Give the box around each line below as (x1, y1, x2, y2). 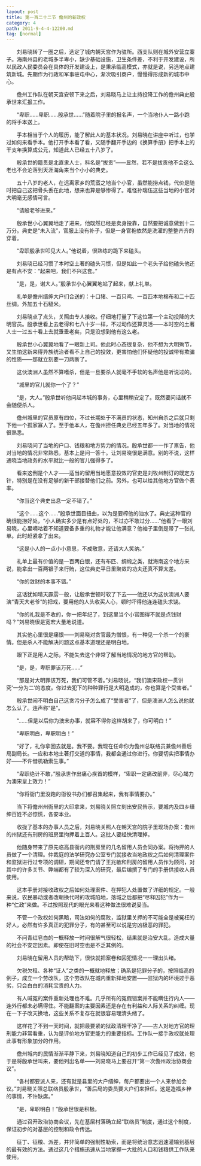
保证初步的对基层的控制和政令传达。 (6, 1126, 96, 1133)
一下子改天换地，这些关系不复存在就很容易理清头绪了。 (11, 1010, 148, 1017)
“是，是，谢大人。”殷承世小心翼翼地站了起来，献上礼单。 (16, 280, 156, 287)
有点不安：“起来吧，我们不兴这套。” (11, 268, 98, 275)
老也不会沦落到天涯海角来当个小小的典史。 (6, 166, 111, 174)
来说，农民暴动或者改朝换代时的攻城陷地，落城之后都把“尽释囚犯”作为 (6, 894, 179, 901)
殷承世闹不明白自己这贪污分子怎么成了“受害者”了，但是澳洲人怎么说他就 (16, 697, 194, 704)
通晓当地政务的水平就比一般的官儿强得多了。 (6, 457, 117, 464)
